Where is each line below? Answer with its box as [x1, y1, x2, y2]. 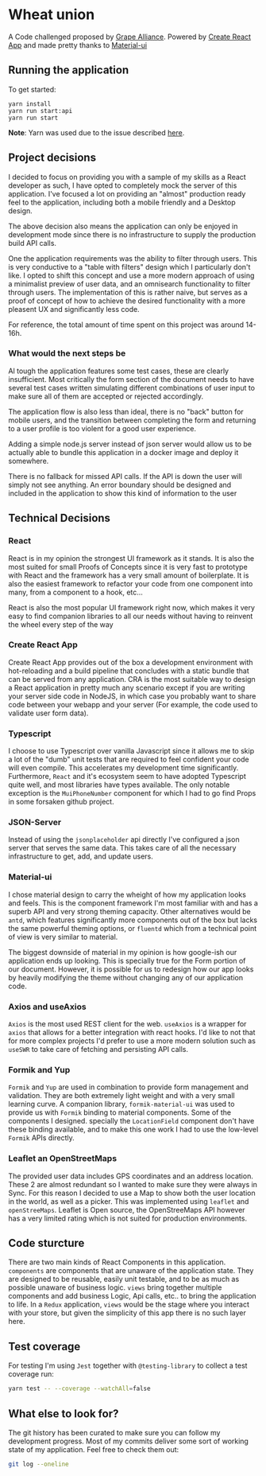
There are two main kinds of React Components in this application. [8, 1257, 226, 1267]
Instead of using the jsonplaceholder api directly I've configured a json [8, 835, 240, 844]
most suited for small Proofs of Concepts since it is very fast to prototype [8, 562, 248, 571]
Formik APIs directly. [8, 1133, 75, 1143]
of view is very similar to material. [8, 932, 118, 941]
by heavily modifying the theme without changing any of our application [8, 972, 244, 982]
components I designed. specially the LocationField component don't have [8, 1116, 255, 1126]
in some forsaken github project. [8, 797, 114, 807]
